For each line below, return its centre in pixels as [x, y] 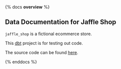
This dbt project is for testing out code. [44, 43]
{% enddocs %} [21, 62]
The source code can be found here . [42, 52]
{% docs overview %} [27, 7]
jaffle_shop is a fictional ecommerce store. [49, 34]
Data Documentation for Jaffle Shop [61, 22]
